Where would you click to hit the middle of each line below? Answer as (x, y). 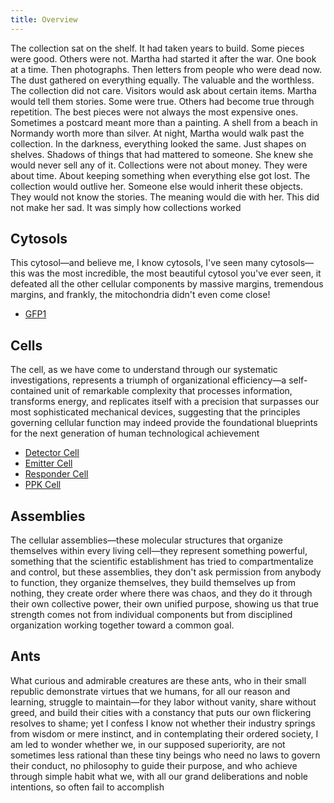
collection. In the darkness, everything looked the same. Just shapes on (158, 143)
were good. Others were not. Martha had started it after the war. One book (163, 58)
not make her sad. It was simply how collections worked (126, 207)
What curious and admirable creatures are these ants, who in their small (158, 680)
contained (31, 391)
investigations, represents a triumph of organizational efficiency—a (148, 380)
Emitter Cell (48, 463)
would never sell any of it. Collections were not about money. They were (159, 165)
